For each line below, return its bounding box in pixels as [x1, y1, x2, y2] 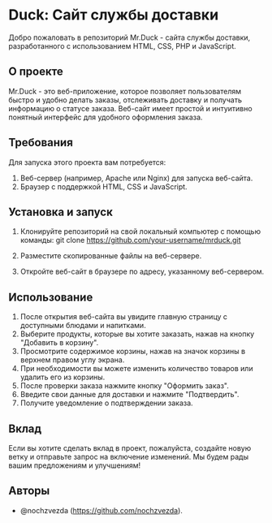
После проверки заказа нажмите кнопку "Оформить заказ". [19, 381, 229, 391]
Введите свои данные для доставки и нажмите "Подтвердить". [19, 390, 240, 400]
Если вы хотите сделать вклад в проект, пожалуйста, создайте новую [8, 443, 252, 452]
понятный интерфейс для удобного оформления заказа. [8, 112, 203, 122]
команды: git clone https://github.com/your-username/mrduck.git [19, 236, 241, 245]
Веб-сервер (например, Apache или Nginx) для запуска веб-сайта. [19, 173, 253, 183]
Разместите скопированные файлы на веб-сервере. [19, 251, 202, 261]
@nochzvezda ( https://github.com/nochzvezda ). [19, 505, 183, 515]
